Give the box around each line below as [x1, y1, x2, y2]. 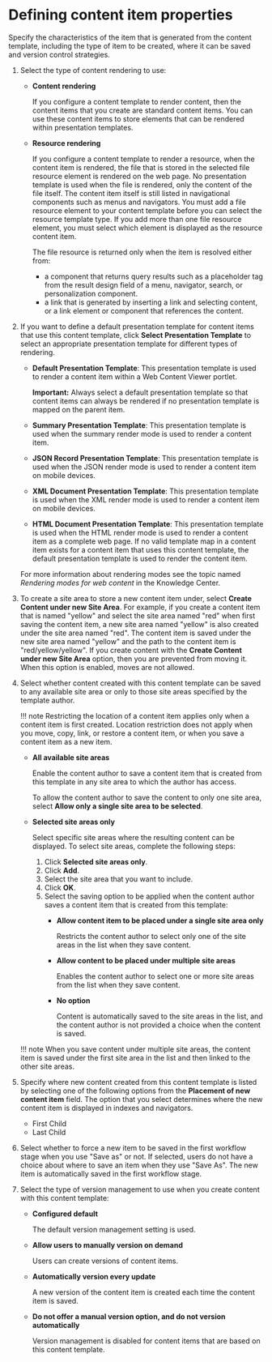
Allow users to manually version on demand [32, 1240, 184, 1249]
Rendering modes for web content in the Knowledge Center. [19, 578, 221, 587]
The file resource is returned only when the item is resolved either [32, 247, 253, 257]
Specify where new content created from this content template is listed [19, 1077, 257, 1087]
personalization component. [44, 288, 138, 298]
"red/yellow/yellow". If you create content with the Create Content [19, 645, 243, 655]
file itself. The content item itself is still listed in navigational [32, 188, 231, 198]
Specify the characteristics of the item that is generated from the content [8, 32, 253, 42]
